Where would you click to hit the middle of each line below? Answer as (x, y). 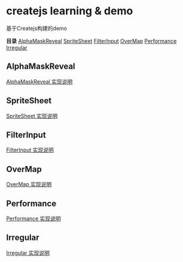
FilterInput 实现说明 (30, 150)
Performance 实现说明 (33, 218)
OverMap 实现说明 (29, 184)
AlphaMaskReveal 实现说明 (39, 81)
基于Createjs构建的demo (37, 28)
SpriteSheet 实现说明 (32, 116)
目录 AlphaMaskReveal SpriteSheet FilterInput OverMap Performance (91, 41)
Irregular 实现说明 (28, 252)
